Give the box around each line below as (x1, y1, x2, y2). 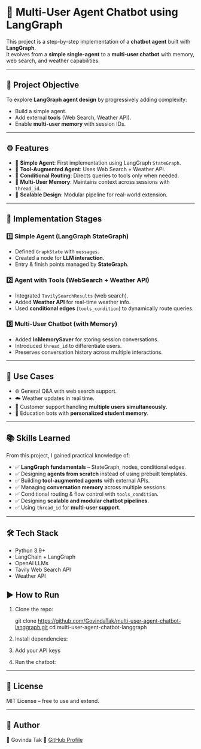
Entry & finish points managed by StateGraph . (14, 260, 129, 268)
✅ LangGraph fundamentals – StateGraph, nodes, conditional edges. (14, 463, 187, 471)
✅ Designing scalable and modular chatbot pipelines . (14, 497, 150, 505)
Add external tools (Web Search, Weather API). (14, 114, 132, 121)
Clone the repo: (14, 606, 54, 613)
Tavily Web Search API (14, 566, 71, 574)
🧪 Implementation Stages (6, 214, 102, 224)
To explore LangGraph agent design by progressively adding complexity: (6, 96, 187, 103)
